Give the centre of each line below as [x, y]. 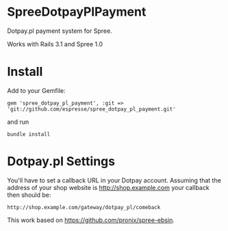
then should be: [29, 195]
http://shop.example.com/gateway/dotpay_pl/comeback [84, 207]
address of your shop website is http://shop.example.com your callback [109, 187]
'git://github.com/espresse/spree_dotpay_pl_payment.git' [91, 109]
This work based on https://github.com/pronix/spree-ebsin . [91, 220]
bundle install [29, 134]
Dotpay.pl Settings [61, 162]
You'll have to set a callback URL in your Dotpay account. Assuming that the [114, 180]
